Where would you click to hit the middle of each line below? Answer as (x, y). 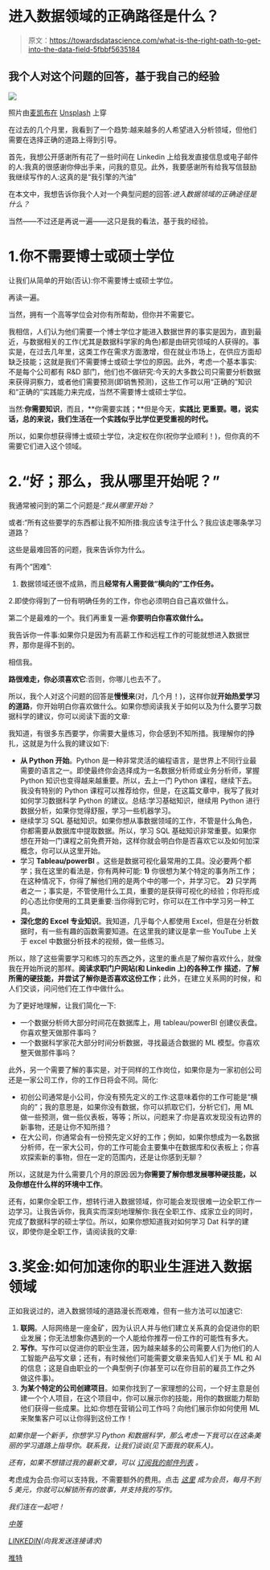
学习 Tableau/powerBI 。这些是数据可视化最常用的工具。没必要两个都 (135, 861)
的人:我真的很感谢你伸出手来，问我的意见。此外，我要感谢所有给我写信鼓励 (133, 166)
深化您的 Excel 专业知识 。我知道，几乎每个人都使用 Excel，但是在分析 (136, 921)
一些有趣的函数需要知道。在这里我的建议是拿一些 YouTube (145, 931)
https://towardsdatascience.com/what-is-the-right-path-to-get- (155, 40)
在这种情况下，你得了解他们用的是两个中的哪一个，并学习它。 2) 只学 (135, 881)
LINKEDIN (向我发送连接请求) (55, 1540)
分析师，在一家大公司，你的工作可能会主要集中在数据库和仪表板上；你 (136, 1147)
